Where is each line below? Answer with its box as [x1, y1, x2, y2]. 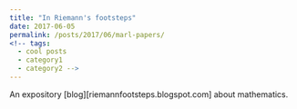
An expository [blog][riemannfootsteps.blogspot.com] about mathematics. [9, 88, 289, 100]
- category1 [17, 55, 64, 64]
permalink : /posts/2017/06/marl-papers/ [9, 30, 166, 39]
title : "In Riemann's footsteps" [9, 13, 137, 23]
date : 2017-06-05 [9, 22, 76, 31]
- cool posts [17, 47, 67, 56]
